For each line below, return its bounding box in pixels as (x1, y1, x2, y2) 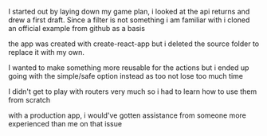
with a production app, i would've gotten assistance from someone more (8, 111, 247, 120)
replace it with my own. (8, 48, 85, 56)
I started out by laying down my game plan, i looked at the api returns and (8, 7, 250, 16)
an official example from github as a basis (8, 24, 146, 33)
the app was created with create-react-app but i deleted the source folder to (8, 39, 260, 49)
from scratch (8, 95, 51, 104)
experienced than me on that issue (8, 119, 122, 128)
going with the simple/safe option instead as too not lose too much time (8, 72, 243, 80)
